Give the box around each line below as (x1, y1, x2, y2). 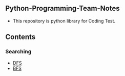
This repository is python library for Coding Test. (12, 17, 116, 24)
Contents (5, 33, 36, 42)
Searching (5, 48, 32, 55)
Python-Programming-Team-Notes (5, 4, 120, 13)
